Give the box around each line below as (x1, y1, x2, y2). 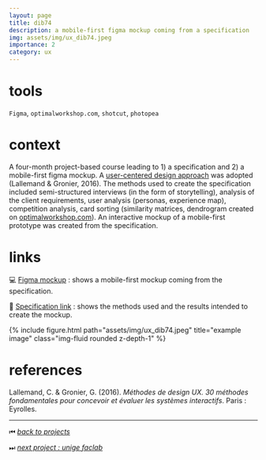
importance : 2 (9, 41, 56, 49)
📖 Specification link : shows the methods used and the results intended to (9, 301, 248, 311)
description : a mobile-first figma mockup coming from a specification (9, 26, 249, 34)
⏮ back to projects (9, 427, 70, 436)
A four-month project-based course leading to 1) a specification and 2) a (9, 162, 245, 171)
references (9, 361, 83, 379)
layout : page (9, 11, 52, 20)
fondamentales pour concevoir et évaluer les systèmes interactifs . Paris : (9, 395, 247, 405)
